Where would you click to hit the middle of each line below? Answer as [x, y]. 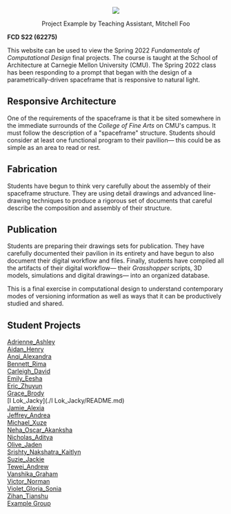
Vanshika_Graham [33, 474]
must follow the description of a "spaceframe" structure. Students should [111, 133]
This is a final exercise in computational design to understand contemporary [115, 289]
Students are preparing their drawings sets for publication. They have [106, 246]
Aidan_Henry [26, 350]
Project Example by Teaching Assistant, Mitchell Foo [116, 23]
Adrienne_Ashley [31, 342]
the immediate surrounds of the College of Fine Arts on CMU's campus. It [111, 125]
